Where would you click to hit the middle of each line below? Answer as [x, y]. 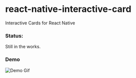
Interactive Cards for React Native [40, 23]
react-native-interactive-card [68, 9]
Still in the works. [23, 47]
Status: [14, 36]
